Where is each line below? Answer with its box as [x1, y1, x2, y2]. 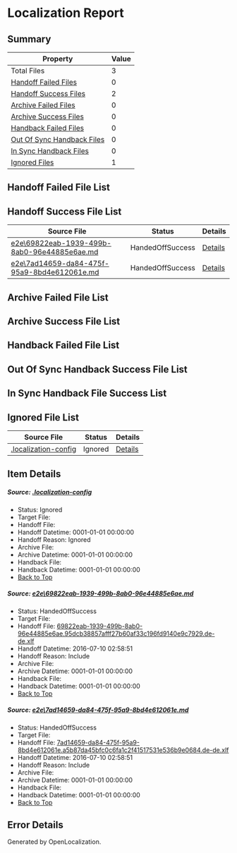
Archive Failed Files [11, 100, 75, 110]
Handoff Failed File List [7, 181, 111, 193]
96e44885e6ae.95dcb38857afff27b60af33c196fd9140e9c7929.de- [17, 629, 215, 638]
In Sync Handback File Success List [7, 387, 167, 399]
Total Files [11, 66, 45, 75]
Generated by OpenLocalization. [7, 837, 102, 846]
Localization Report [7, 5, 125, 21]
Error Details [7, 818, 63, 830]
